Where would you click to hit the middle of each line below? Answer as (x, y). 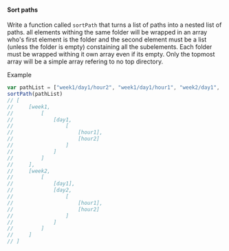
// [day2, (40, 190)
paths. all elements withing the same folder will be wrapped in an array (107, 32)
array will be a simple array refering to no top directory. (85, 61)
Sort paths (22, 10)
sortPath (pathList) (35, 94)
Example (20, 75)
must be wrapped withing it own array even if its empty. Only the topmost (111, 54)
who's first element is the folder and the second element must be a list (107, 40)
